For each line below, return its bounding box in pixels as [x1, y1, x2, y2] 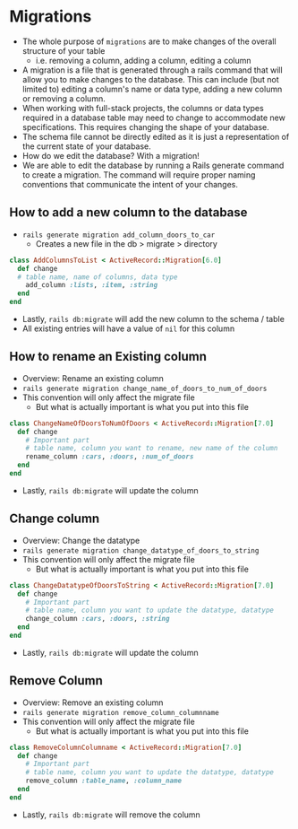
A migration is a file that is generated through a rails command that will [21, 65, 284, 75]
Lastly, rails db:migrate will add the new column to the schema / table [21, 314, 285, 324]
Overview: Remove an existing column [21, 697, 164, 708]
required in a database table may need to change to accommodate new [21, 112, 286, 123]
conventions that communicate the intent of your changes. [21, 179, 239, 189]
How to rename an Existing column [9, 349, 208, 364]
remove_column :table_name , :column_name [25, 776, 182, 786]
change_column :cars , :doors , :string [25, 615, 170, 624]
